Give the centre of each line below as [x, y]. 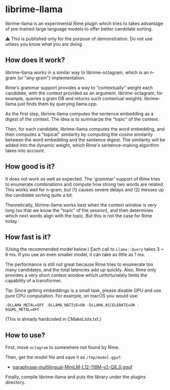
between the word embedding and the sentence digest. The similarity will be [85, 140]
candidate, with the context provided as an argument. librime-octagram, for [84, 93]
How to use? [25, 335]
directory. [15, 382]
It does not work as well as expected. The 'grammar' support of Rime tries [83, 178]
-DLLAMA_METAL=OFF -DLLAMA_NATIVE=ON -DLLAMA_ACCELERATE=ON [70, 305]
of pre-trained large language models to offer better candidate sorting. [79, 28]
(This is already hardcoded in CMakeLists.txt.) [53, 319]
